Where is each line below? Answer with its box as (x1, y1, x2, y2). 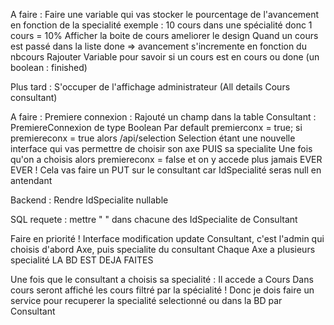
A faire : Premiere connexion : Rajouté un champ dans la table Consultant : (10, 111, 317, 123)
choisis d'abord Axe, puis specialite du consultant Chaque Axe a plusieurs (10, 244, 316, 255)
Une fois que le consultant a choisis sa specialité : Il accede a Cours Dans (10, 274, 314, 285)
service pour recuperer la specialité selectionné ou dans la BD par (10, 295, 283, 306)
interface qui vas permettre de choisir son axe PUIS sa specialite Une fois (10, 143, 313, 154)
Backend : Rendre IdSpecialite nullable (10, 194, 169, 206)
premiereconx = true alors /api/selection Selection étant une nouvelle (10, 132, 296, 144)
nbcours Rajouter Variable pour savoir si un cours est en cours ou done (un (10, 51, 320, 63)
